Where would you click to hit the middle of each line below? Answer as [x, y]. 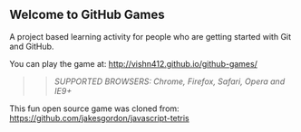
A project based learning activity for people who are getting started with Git [150, 36]
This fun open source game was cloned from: [94, 108]
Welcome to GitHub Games [87, 15]
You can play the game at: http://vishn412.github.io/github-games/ [134, 63]
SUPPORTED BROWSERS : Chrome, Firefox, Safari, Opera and [170, 81]
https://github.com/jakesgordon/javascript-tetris [100, 118]
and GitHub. [32, 46]
